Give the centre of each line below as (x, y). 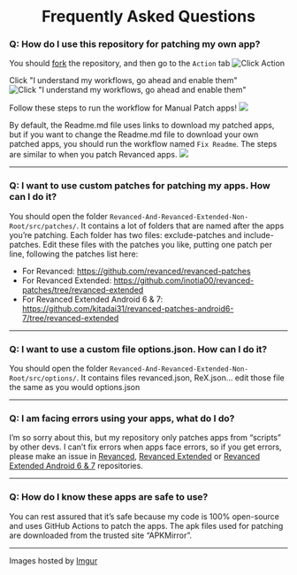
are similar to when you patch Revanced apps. (93, 155)
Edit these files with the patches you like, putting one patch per (157, 244)
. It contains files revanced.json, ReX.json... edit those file (180, 378)
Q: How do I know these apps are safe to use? (109, 497)
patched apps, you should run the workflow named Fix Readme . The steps (143, 144)
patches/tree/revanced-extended (83, 289)
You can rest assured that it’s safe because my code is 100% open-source (145, 516)
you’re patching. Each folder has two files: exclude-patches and (126, 234)
